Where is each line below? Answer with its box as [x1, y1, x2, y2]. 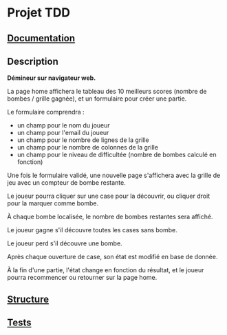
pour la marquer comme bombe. [7, 199, 99, 207]
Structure [7, 293, 50, 305]
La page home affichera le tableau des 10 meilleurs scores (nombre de [7, 88, 207, 96]
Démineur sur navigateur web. [7, 74, 96, 82]
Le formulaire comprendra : [7, 108, 85, 116]
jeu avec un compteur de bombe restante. [7, 179, 126, 187]
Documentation [7, 32, 76, 44]
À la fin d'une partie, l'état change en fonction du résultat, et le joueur [7, 266, 204, 274]
